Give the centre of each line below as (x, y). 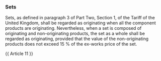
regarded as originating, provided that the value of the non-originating (77, 39)
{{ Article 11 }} (19, 54)
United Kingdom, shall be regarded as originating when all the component (80, 23)
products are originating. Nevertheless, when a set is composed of (73, 28)
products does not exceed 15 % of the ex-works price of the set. (71, 44)
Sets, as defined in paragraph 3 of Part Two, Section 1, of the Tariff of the (80, 18)
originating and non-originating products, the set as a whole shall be (75, 34)
